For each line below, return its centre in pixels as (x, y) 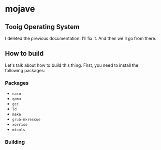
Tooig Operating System (42, 27)
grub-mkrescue (26, 120)
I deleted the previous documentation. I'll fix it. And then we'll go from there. (81, 38)
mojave (20, 9)
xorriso (20, 125)
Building (15, 142)
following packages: (25, 70)
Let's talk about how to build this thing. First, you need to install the (72, 65)
